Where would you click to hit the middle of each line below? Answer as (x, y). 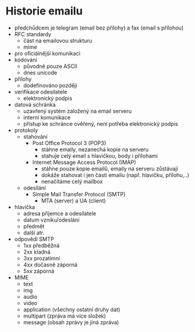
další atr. (34, 233)
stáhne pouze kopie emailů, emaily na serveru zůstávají (109, 168)
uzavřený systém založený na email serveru (77, 111)
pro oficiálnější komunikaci (47, 53)
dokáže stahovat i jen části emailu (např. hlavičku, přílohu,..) (115, 175)
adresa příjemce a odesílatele (60, 213)
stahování (35, 136)
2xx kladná (37, 252)
